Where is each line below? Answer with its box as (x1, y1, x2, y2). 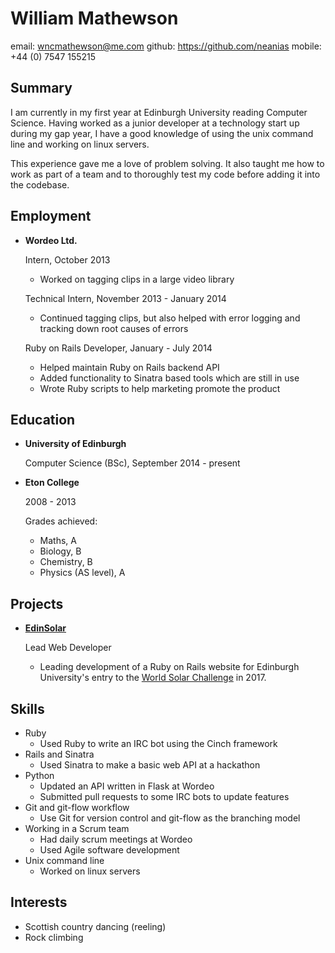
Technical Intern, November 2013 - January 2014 (24, 292, 227, 304)
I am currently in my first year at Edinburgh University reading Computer (10, 106, 308, 118)
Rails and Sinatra (24, 748, 95, 760)
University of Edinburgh (24, 438, 127, 450)
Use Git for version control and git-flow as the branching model (39, 812, 301, 824)
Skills (10, 700, 45, 717)
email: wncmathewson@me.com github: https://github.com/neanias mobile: (10, 40, 322, 52)
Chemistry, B (39, 556, 93, 568)
